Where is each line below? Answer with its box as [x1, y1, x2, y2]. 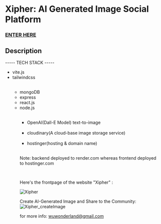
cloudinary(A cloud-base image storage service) [27, 130, 126, 136]
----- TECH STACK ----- [5, 59, 55, 65]
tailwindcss [12, 74, 35, 80]
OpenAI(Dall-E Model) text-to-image [27, 119, 101, 125]
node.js [19, 105, 35, 111]
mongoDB [19, 89, 40, 95]
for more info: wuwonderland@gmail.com [19, 213, 104, 219]
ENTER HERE [5, 31, 36, 38]
